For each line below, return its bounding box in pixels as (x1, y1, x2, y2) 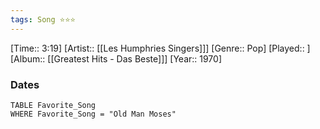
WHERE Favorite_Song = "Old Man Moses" (10, 109, 177, 119)
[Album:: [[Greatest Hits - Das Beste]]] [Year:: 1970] (10, 52, 223, 65)
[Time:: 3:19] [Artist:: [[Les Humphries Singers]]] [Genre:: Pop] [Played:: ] (10, 42, 311, 54)
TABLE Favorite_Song (10, 100, 97, 110)
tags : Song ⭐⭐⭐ (10, 14, 76, 25)
